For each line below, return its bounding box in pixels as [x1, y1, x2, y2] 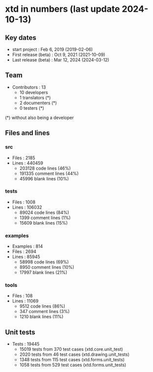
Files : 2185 [12, 155, 35, 161]
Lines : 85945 [12, 254, 40, 260]
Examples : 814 [12, 243, 43, 249]
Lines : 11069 [12, 298, 39, 304]
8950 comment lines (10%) [19, 264, 75, 270]
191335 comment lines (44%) [19, 171, 79, 176]
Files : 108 [12, 293, 33, 299]
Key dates [5, 33, 37, 42]
